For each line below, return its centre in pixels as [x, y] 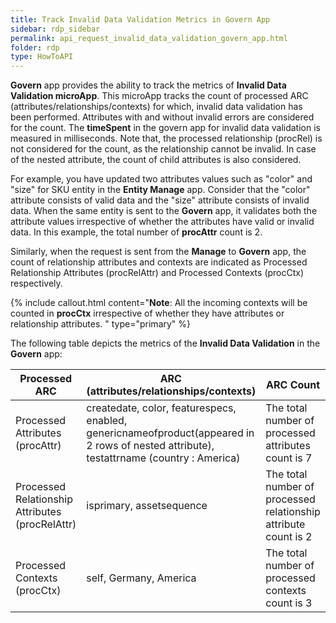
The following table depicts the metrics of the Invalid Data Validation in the [165, 343]
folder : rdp [35, 47]
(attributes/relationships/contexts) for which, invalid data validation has [156, 107]
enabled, [107, 421]
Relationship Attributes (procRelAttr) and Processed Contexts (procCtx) [157, 273]
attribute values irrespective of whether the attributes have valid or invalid [162, 222]
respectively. [36, 283]
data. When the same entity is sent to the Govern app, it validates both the [164, 211]
